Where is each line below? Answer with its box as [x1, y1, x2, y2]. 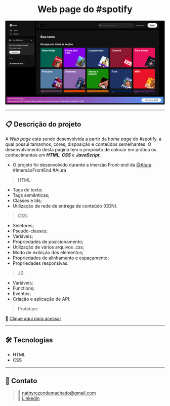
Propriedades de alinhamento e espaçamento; [12, 255, 109, 261]
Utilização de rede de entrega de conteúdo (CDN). [12, 203, 118, 209]
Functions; [12, 285, 35, 292]
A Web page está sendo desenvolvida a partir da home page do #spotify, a [5, 136, 162, 142]
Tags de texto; [12, 187, 43, 193]
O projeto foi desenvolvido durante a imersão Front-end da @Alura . [12, 162, 153, 168]
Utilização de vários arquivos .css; [12, 244, 84, 250]
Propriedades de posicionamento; [12, 239, 83, 245]
